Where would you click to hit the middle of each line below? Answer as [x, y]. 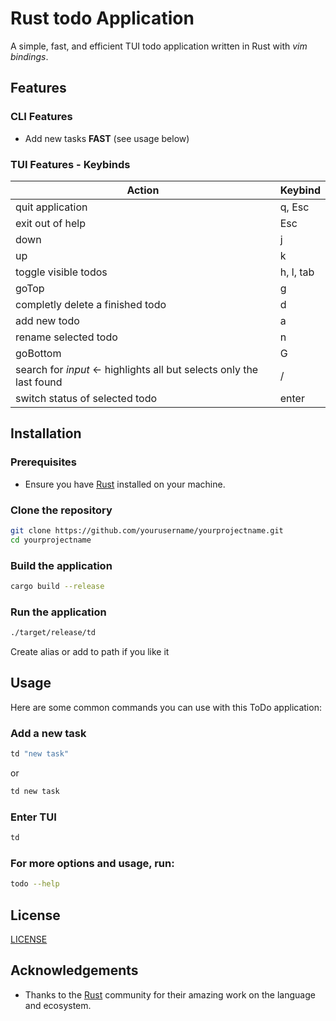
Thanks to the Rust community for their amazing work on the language [170, 994]
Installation [46, 433]
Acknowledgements [74, 970]
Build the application [61, 565]
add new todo [47, 320]
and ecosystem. [58, 1005]
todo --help [35, 884]
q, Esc [294, 207]
